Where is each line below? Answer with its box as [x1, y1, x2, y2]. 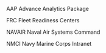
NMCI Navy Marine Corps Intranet [6, 40, 92, 47]
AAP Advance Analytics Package [6, 5, 90, 12]
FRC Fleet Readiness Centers [6, 17, 80, 23]
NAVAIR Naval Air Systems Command [6, 28, 101, 36]
